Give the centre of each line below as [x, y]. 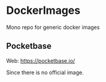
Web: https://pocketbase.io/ [41, 60]
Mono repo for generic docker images [53, 27]
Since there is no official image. [45, 72]
